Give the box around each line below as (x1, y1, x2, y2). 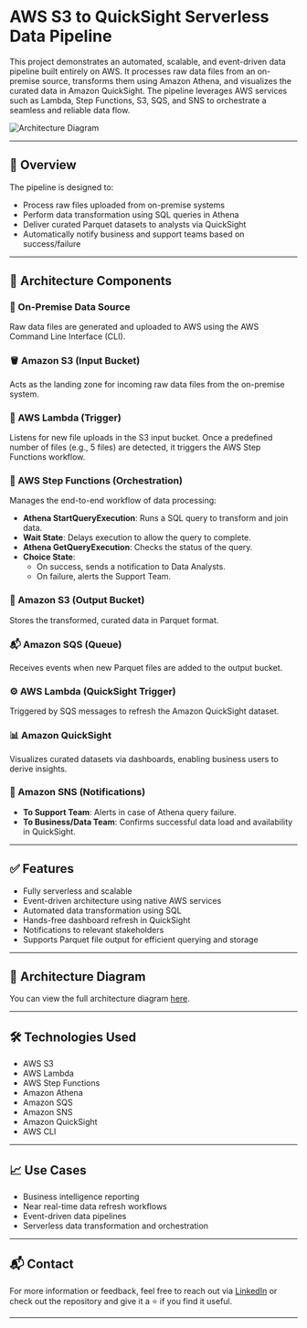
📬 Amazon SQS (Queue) (9, 638, 122, 651)
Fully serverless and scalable (22, 885, 132, 897)
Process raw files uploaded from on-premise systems (22, 199, 226, 210)
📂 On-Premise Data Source (9, 301, 131, 313)
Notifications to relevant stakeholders (22, 924, 164, 935)
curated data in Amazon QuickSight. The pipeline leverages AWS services (9, 85, 288, 96)
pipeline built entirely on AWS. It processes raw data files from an (9, 66, 256, 77)
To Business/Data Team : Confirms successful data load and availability (22, 816, 293, 827)
